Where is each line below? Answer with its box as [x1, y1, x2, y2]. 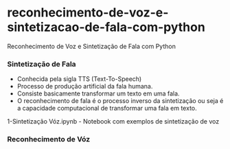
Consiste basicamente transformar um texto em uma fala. [16, 89, 180, 98]
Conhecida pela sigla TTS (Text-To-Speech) [16, 75, 142, 83]
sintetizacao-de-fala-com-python [7, 19, 206, 35]
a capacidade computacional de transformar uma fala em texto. [16, 104, 197, 113]
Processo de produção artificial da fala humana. [16, 82, 153, 91]
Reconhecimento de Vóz [7, 135, 91, 144]
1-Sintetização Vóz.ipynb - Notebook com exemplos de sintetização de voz [7, 117, 220, 126]
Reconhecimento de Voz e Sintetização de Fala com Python [7, 42, 176, 50]
